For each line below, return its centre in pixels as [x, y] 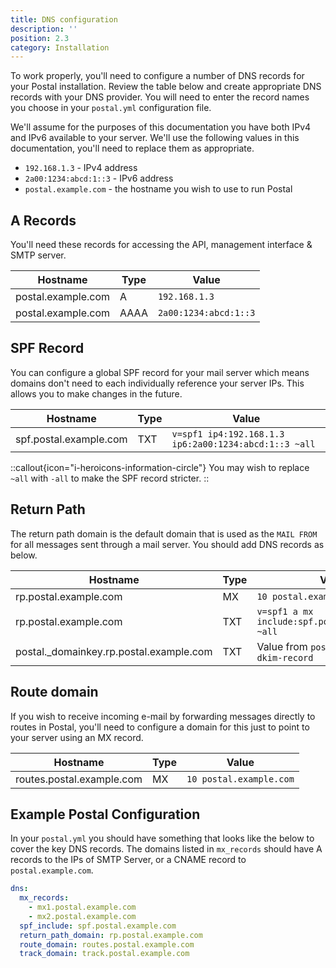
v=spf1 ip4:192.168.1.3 [228, 434]
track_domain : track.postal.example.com [104, 954]
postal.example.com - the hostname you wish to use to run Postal [158, 189]
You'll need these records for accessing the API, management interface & [161, 245]
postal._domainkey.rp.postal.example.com [114, 651]
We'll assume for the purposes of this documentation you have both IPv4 [161, 127]
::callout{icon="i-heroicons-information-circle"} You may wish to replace [160, 467]
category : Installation [60, 47]
